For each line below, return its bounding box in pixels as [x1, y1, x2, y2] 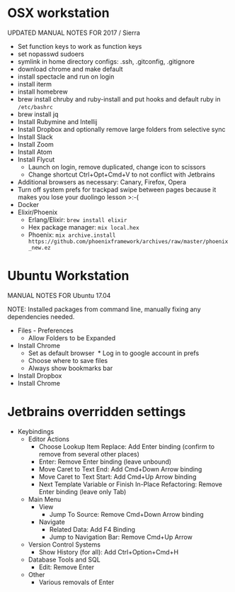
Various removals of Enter [38, 578, 115, 586]
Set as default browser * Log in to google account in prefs [28, 349, 200, 357]
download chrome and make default [17, 65, 123, 73]
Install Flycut [17, 155, 55, 164]
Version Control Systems [28, 540, 101, 549]
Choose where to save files [28, 356, 108, 364]
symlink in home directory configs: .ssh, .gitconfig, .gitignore [17, 57, 195, 65]
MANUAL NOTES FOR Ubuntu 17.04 [7, 291, 111, 299]
